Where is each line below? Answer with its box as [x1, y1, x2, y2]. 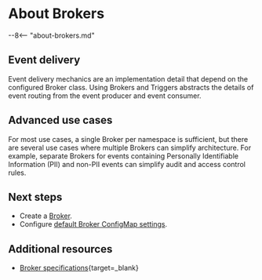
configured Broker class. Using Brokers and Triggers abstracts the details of [8, 82, 254, 92]
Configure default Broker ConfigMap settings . [19, 220, 168, 229]
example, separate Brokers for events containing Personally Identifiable [8, 151, 239, 161]
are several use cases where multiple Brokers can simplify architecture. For [8, 143, 252, 152]
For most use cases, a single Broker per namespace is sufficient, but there [8, 134, 249, 144]
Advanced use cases [8, 114, 113, 127]
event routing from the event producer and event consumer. [8, 91, 202, 100]
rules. [8, 168, 27, 177]
